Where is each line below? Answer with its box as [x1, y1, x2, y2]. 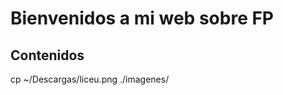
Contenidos [10, 47, 85, 64]
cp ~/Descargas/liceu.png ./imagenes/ [10, 73, 170, 85]
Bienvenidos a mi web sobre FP [10, 7, 275, 30]
